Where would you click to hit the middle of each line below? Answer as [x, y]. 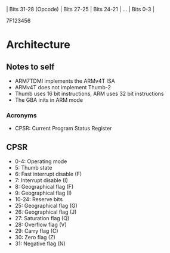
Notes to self [30, 66]
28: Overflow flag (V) [41, 225]
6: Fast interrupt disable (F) [48, 174]
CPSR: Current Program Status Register [63, 129]
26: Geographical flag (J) [46, 212]
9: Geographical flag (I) [43, 193]
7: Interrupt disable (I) [41, 180]
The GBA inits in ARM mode [49, 100]
